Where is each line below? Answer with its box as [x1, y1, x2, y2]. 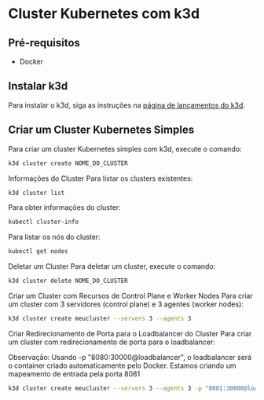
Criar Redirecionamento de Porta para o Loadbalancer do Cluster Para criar [8, 328, 252, 338]
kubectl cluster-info [8, 218, 79, 226]
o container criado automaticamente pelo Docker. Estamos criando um [8, 361, 236, 370]
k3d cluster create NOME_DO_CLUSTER [8, 159, 128, 167]
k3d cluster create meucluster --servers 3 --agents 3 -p [8, 384, 202, 392]
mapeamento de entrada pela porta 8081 [8, 369, 141, 378]
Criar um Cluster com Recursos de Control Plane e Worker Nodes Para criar [8, 292, 253, 300]
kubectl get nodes [8, 248, 68, 255]
